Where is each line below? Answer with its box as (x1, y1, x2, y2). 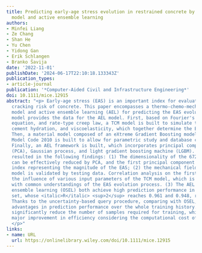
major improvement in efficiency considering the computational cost (11, 215, 189, 221)
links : (6, 226, 23, 232)
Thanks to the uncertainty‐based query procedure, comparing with (11, 198, 182, 204)
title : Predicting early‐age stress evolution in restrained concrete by (6, 8, 195, 15)
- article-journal (6, 82, 52, 88)
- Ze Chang (6, 31, 34, 37)
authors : (6, 20, 28, 26)
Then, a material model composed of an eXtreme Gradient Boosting (11, 131, 182, 138)
